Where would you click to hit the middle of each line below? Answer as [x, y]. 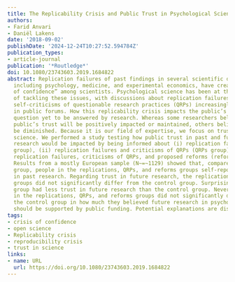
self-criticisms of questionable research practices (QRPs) [103, 105]
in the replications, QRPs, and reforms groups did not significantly [119, 196]
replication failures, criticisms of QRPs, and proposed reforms [111, 157]
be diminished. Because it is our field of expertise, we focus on [114, 131]
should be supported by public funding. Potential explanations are [115, 209]
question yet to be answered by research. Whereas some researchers [115, 118]
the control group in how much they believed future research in [111, 203]
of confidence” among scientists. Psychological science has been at [117, 92]
